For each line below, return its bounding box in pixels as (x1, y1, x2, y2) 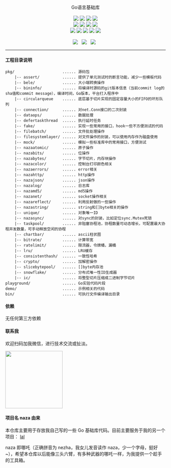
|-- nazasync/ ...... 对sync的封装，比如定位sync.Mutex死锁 (14, 216, 152, 221)
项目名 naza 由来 (5, 415, 41, 421)
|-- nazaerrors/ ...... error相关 (14, 167, 98, 172)
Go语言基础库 (71, 4, 100, 10)
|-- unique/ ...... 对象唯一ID (14, 210, 98, 215)
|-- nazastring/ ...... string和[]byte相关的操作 (14, 205, 129, 210)
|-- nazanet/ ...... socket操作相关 (14, 194, 107, 200)
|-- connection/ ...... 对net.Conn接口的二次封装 (14, 107, 127, 113)
